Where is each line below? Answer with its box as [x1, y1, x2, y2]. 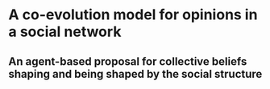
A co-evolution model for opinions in [8, 6, 258, 24]
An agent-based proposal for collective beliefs [8, 55, 247, 68]
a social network [8, 22, 122, 41]
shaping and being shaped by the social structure [8, 67, 263, 81]
